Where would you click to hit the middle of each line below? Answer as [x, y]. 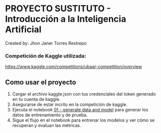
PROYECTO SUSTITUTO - [58, 9]
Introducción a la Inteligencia [66, 19]
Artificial [23, 30]
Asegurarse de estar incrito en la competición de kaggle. [70, 104]
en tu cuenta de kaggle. [36, 100]
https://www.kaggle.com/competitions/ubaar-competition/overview [74, 66]
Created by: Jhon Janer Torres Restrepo [46, 43]
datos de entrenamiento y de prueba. [50, 115]
